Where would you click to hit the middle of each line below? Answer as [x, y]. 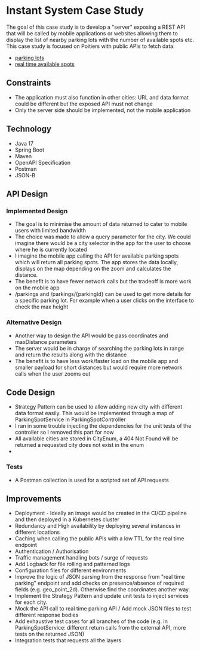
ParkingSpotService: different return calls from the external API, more [100, 628]
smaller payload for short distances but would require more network [99, 367]
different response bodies [47, 615]
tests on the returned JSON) [50, 634]
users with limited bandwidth [50, 231]
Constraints [29, 83]
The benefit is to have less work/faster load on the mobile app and [96, 361]
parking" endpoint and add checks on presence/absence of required [99, 583]
